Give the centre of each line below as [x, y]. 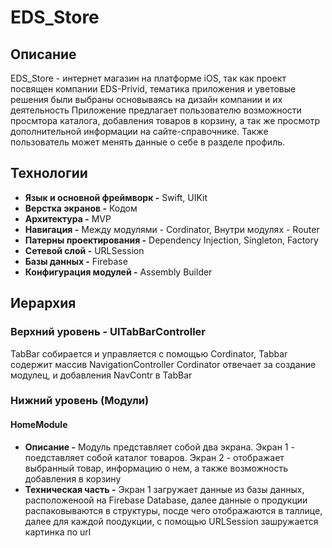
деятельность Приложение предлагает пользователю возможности [156, 110]
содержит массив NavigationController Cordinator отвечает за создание [163, 364]
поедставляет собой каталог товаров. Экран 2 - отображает [154, 457]
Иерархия [43, 303]
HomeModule [39, 425]
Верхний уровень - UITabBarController [108, 332]
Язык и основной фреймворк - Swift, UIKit [116, 197]
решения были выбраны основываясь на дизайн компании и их [146, 99]
